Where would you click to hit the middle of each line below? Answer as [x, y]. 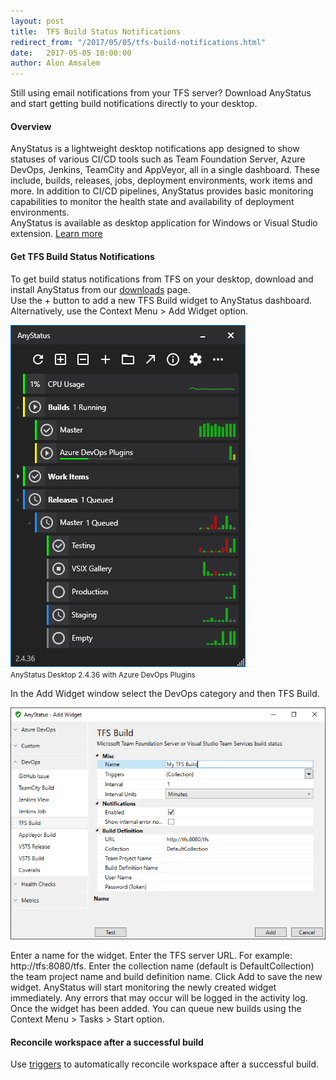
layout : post [37, 21]
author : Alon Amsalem [55, 63]
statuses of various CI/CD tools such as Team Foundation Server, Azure [158, 159]
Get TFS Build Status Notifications [82, 256]
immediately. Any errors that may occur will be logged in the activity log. [159, 998]
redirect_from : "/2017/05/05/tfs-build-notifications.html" [138, 42]
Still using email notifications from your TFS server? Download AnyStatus [161, 93]
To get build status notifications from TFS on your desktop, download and [162, 279]
